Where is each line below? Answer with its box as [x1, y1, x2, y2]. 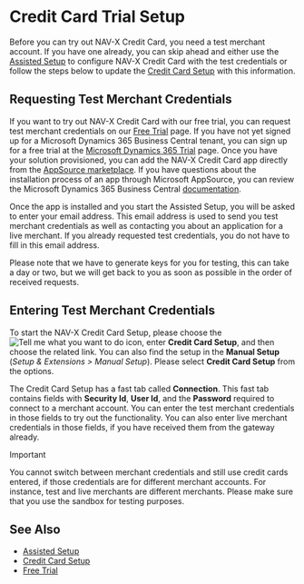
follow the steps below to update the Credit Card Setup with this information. [9, 65, 296, 76]
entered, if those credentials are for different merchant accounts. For [9, 476, 267, 487]
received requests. [9, 276, 80, 287]
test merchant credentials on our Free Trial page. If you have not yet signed [9, 125, 291, 136]
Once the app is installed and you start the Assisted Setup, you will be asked [9, 201, 296, 212]
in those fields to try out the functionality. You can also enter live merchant [9, 411, 288, 423]
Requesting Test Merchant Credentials [9, 92, 233, 107]
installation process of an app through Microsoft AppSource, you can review [9, 173, 295, 184]
